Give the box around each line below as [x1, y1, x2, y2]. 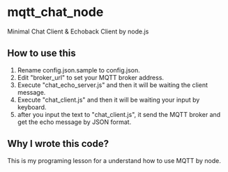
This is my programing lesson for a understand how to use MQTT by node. [7, 156, 221, 164]
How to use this [7, 47, 77, 59]
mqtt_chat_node [7, 4, 104, 20]
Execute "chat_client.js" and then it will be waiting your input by [17, 95, 200, 104]
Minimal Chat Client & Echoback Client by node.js [7, 27, 149, 36]
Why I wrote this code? [7, 138, 109, 150]
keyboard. [17, 102, 47, 111]
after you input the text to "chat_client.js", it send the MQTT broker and [17, 110, 221, 118]
